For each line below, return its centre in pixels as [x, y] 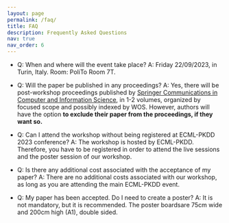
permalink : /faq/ [32, 20]
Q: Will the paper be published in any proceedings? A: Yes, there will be [118, 85]
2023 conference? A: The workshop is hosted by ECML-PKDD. [105, 142]
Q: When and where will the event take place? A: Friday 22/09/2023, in [117, 65]
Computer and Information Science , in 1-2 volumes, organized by [109, 100]
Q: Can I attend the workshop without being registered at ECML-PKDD [116, 135]
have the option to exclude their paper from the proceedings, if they [115, 114]
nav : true [21, 39]
